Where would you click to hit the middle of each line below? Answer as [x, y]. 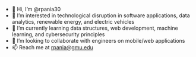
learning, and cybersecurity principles [58, 34]
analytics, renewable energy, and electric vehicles [73, 22]
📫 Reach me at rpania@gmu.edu [53, 47]
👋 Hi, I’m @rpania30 [36, 9]
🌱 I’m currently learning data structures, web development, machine [95, 28]
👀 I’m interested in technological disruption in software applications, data [101, 15]
